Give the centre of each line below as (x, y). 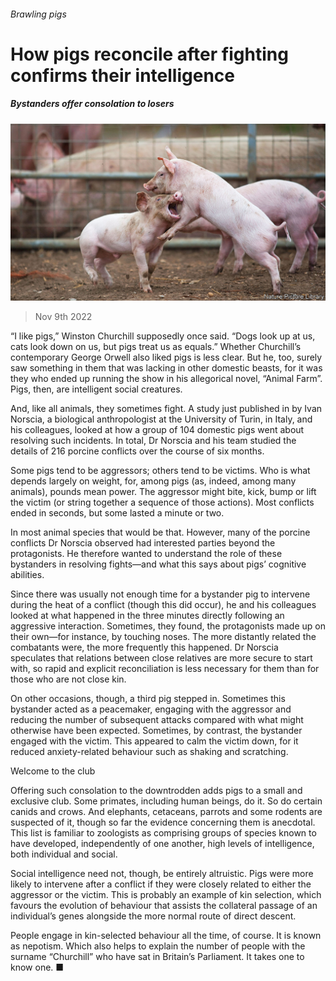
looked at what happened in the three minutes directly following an (147, 616)
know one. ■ (37, 967)
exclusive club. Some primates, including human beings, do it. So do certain (166, 801)
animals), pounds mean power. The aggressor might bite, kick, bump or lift (163, 492)
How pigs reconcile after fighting (149, 54)
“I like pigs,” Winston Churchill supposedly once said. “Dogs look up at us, (163, 336)
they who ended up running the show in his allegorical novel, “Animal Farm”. (166, 379)
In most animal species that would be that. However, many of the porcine (160, 532)
